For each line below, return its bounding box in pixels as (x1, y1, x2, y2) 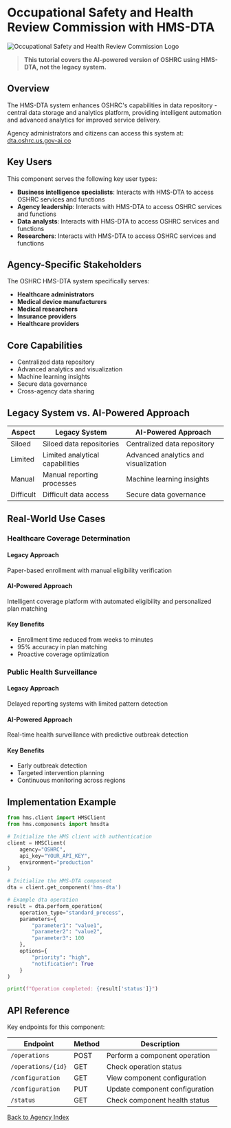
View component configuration (106, 1073, 206, 1083)
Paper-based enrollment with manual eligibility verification (7, 566, 172, 574)
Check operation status (106, 1062, 182, 1072)
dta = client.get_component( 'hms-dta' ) (7, 884, 122, 891)
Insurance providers (16, 312, 77, 321)
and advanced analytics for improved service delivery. (7, 116, 162, 124)
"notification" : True (32, 960, 94, 967)
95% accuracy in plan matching (16, 642, 107, 651)
